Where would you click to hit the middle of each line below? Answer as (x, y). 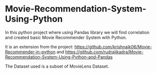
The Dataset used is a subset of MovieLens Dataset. (57, 66)
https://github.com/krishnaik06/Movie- (113, 47)
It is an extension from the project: (39, 47)
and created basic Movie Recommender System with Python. (66, 37)
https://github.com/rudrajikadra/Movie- (104, 52)
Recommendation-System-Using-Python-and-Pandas (59, 57)
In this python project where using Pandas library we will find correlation (77, 32)
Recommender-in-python (30, 52)
